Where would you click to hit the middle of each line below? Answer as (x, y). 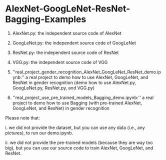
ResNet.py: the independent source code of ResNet (65, 52)
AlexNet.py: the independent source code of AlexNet (67, 33)
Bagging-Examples (46, 19)
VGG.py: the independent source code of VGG (60, 62)
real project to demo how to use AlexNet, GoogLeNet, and (89, 77)
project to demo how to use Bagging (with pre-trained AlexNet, (77, 102)
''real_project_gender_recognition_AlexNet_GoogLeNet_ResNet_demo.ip (87, 72)
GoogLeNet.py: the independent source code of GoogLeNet (74, 42)
